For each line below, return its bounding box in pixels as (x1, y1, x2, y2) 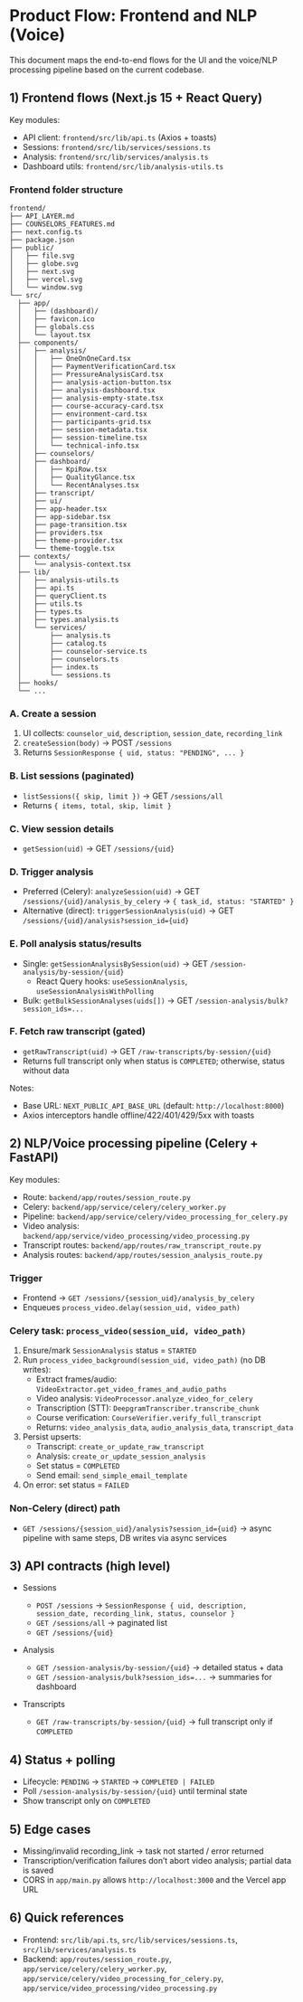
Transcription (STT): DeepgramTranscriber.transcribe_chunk (35, 1402, 260, 1413)
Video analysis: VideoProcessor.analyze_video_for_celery (35, 1393, 253, 1404)
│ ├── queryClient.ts (17, 591, 107, 601)
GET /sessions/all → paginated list (35, 1618, 168, 1629)
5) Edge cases (9, 1821, 91, 1837)
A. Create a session (9, 707, 97, 720)
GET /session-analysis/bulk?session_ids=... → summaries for (35, 1672, 273, 1683)
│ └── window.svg (9, 283, 83, 292)
